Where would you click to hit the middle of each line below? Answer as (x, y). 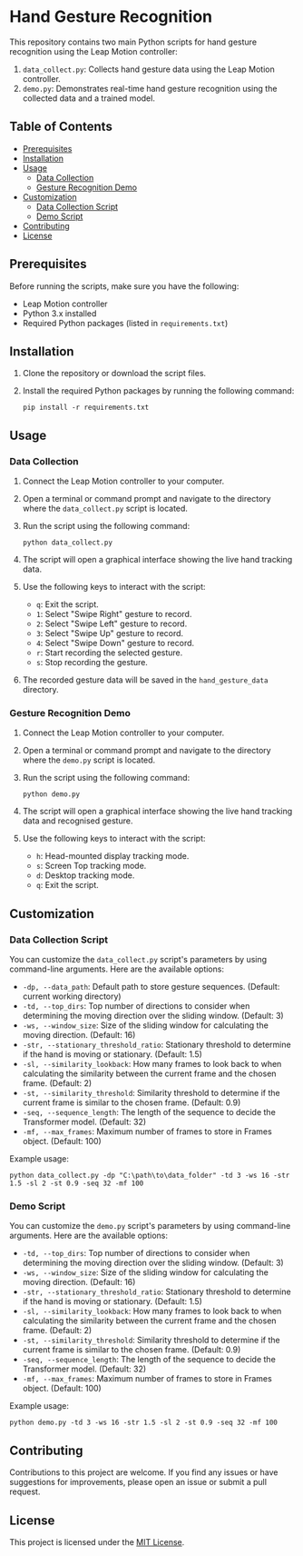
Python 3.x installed (59, 313)
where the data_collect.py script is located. (105, 509)
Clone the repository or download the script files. (114, 374)
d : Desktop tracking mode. (85, 875)
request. (25, 1491)
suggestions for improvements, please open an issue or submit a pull (138, 1482)
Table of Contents (61, 127)
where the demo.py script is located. (89, 760)
